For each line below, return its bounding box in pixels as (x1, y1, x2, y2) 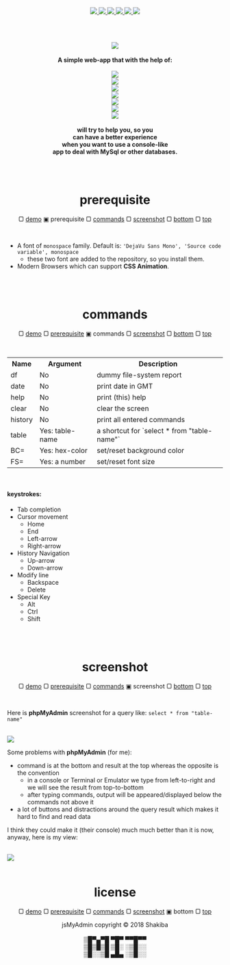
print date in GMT (97, 381, 153, 391)
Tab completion (16, 505, 62, 514)
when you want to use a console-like (62, 141, 168, 148)
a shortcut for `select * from (97, 426, 187, 435)
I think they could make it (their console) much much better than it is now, (7, 826, 214, 834)
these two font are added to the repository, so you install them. (27, 255, 205, 263)
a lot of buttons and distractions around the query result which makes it (16, 805, 219, 813)
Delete (27, 585, 47, 594)
